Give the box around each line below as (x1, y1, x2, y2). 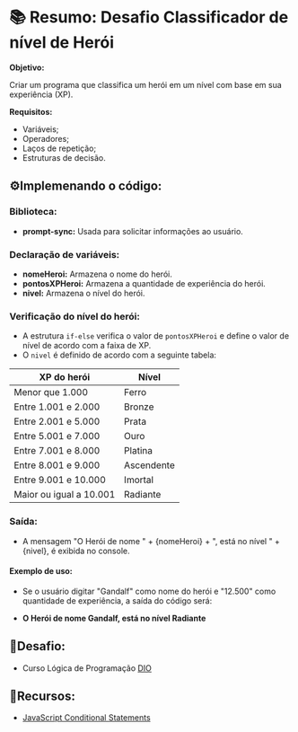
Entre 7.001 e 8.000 (13, 445, 101, 457)
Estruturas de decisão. (22, 152, 106, 163)
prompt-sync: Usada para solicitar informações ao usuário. (22, 225, 244, 236)
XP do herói (39, 371, 91, 384)
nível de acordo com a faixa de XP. (22, 340, 152, 351)
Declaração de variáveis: (9, 248, 120, 260)
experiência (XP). (9, 89, 74, 100)
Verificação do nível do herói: (9, 310, 141, 322)
